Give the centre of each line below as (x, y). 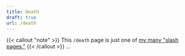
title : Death (23, 12)
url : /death (21, 23)
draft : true (21, 17)
